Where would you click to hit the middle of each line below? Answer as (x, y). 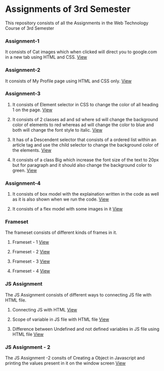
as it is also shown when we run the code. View (61, 199)
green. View (24, 170)
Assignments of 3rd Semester (68, 9)
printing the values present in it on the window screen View (65, 363)
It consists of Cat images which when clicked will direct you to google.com (81, 52)
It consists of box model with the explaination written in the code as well (85, 194)
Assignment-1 (22, 41)
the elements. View (32, 150)
